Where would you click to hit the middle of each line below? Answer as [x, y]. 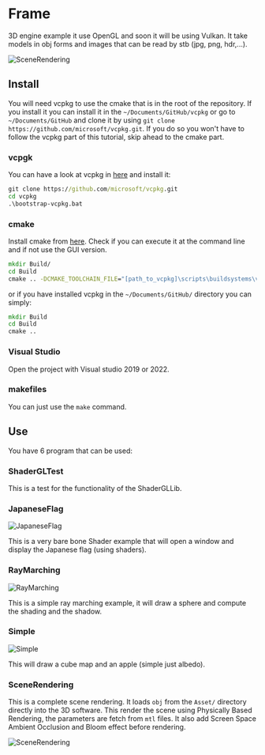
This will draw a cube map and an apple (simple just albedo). [107, 664]
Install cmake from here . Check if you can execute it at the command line [127, 241]
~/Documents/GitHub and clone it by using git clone [91, 120]
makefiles [28, 390]
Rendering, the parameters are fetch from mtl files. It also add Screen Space [132, 719]
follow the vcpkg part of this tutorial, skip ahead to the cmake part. [116, 137]
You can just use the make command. [67, 406]
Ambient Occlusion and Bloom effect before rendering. [97, 727]
